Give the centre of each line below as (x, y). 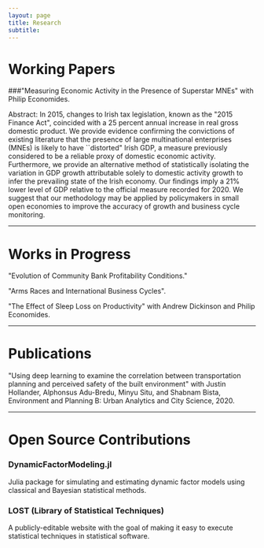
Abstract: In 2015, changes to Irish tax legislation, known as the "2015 (121, 114)
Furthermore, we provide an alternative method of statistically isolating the (129, 165)
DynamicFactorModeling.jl (60, 465)
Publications (50, 354)
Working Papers (62, 69)
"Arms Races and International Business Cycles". (87, 291)
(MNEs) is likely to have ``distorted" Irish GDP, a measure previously (118, 148)
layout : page (29, 15)
